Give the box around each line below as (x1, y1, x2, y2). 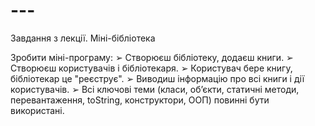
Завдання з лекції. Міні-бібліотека (10, 32, 156, 44)
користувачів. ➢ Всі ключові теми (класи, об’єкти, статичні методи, (10, 83, 300, 95)
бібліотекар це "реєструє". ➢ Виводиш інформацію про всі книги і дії (10, 72, 305, 84)
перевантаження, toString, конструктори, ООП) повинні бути (10, 94, 270, 106)
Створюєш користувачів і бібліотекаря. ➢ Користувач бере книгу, (10, 62, 293, 74)
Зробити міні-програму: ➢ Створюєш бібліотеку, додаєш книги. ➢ (10, 51, 294, 63)
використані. (10, 104, 65, 116)
